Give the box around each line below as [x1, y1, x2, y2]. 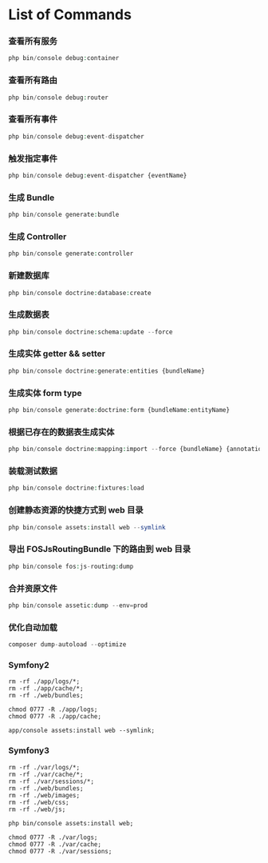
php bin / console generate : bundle [8, 210, 120, 219]
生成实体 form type [8, 387, 82, 398]
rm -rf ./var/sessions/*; [8, 777, 94, 785]
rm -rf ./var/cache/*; [8, 770, 84, 778]
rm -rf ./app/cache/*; [8, 685, 84, 693]
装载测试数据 [8, 465, 58, 477]
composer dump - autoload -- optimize [8, 641, 127, 649]
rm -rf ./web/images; [8, 791, 81, 799]
